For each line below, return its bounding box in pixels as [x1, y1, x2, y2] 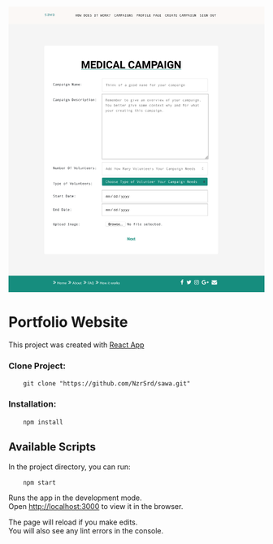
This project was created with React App [8, 340, 145, 350]
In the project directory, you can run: [8, 462, 131, 472]
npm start [23, 478, 57, 486]
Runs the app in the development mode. [8, 493, 142, 503]
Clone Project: [8, 360, 67, 372]
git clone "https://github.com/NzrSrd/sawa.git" [23, 380, 191, 388]
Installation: [8, 398, 57, 410]
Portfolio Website [8, 313, 128, 332]
